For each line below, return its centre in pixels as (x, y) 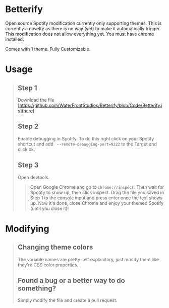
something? (37, 288)
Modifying (27, 229)
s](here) (26, 110)
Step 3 (28, 165)
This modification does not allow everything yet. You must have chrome (80, 34)
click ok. (26, 149)
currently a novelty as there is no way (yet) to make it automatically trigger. (83, 28)
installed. (15, 39)
